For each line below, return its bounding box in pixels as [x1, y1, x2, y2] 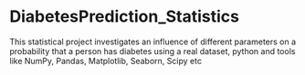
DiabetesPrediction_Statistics [9, 6, 240, 27]
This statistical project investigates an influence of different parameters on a [9, 36, 297, 47]
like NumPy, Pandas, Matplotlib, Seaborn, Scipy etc [9, 55, 203, 66]
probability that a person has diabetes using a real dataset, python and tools [9, 45, 296, 56]
